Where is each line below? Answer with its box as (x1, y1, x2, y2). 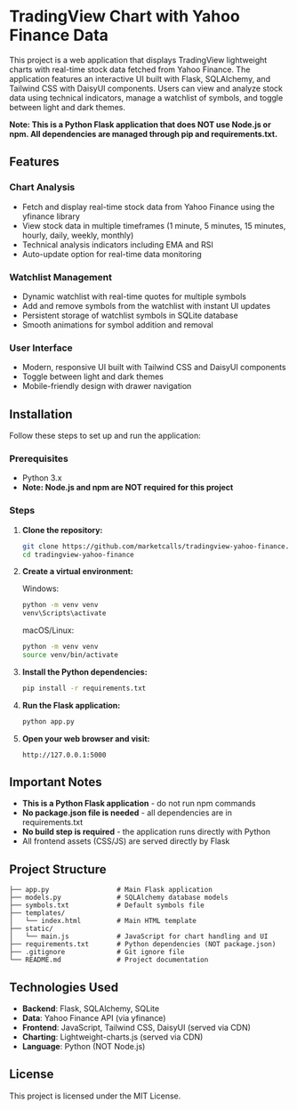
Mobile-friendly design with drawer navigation (21, 381, 192, 392)
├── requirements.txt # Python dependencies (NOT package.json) (9, 940, 277, 949)
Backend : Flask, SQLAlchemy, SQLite (21, 1003, 160, 1014)
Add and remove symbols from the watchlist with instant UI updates (21, 300, 271, 311)
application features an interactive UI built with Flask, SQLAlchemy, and (9, 73, 271, 84)
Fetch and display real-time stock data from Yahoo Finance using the (21, 201, 276, 212)
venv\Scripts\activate (21, 609, 107, 618)
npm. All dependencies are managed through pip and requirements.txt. (9, 128, 278, 139)
